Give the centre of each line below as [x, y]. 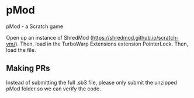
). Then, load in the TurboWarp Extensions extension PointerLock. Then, [102, 44]
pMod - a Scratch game [34, 26]
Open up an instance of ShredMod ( [49, 37]
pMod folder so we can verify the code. [53, 89]
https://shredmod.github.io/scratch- [136, 37]
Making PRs [28, 69]
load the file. [21, 50]
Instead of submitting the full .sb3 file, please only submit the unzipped [91, 82]
